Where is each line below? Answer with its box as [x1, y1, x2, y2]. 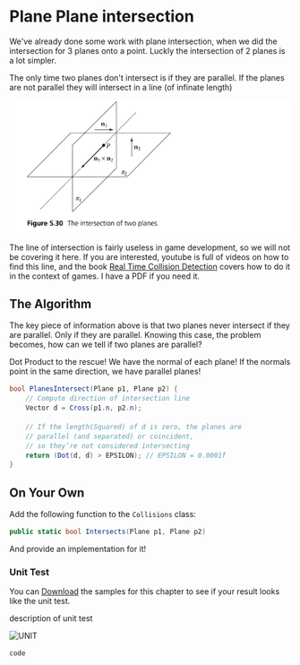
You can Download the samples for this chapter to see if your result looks [9, 586, 280, 597]
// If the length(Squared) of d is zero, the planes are [25, 422, 243, 431]
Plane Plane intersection [9, 6, 194, 27]
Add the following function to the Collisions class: [9, 509, 197, 520]
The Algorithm [9, 297, 92, 312]
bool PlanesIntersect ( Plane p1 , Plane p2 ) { [9, 384, 178, 393]
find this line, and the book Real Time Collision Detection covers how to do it [9, 261, 291, 272]
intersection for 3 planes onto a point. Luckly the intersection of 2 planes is [9, 45, 286, 56]
